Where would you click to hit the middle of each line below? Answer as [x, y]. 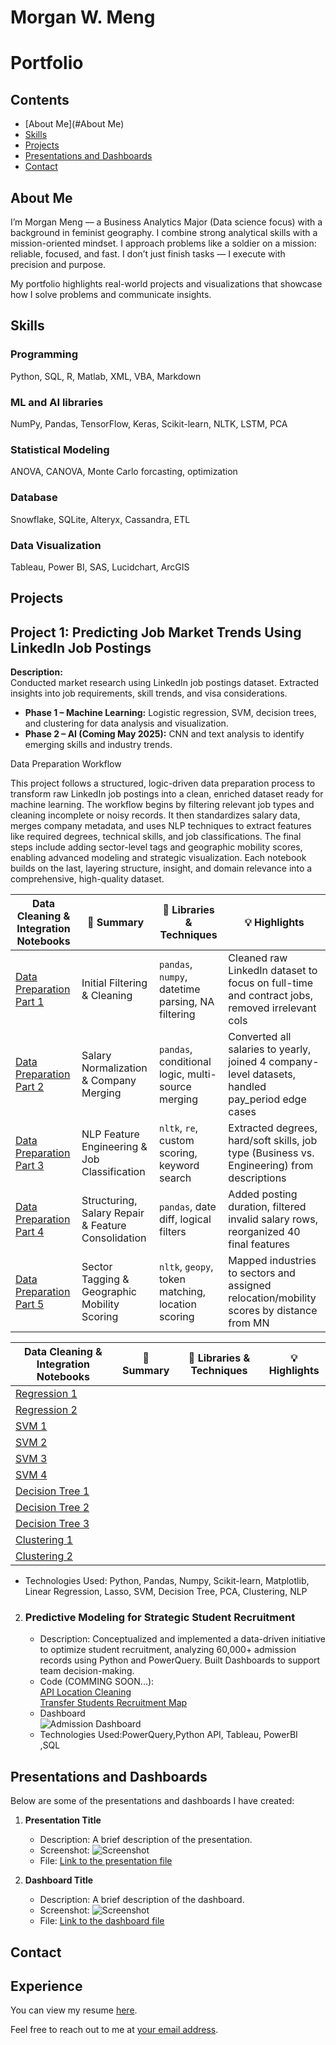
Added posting [263, 1194]
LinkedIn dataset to [273, 971]
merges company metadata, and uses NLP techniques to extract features [161, 826]
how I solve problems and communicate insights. [111, 294]
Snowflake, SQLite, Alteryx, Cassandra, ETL [100, 519]
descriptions [257, 1178]
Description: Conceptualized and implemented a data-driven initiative [182, 1639]
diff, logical [185, 1219]
